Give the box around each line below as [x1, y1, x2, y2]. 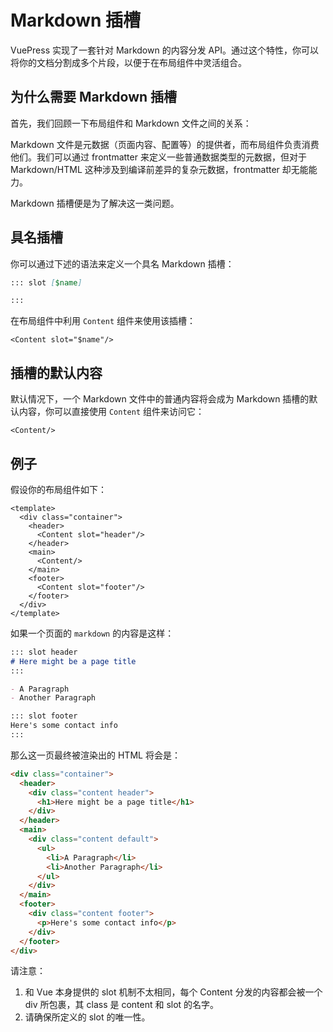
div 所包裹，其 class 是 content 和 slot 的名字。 [24, 999, 220, 1011]
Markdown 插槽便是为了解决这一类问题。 [10, 197, 180, 209]
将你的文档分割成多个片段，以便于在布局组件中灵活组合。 [10, 56, 247, 68]
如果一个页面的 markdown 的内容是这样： [10, 627, 175, 639]
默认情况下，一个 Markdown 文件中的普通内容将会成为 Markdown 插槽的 [10, 393, 310, 405]
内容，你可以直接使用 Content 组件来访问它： [18, 406, 205, 418]
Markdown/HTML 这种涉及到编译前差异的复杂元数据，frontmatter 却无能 [10, 163, 309, 175]
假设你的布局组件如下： [10, 483, 107, 495]
